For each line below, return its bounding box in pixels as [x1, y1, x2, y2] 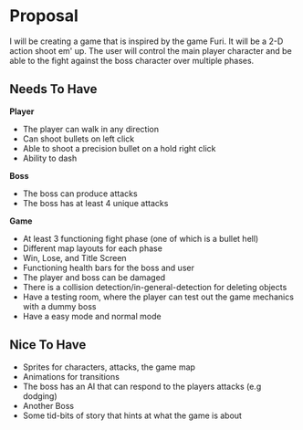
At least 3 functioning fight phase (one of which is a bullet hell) [22, 233, 259, 244]
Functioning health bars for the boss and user [22, 262, 194, 273]
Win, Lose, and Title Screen [22, 252, 127, 263]
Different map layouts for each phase [22, 243, 162, 254]
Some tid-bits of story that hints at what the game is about [22, 410, 242, 421]
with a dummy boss [22, 300, 97, 311]
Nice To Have [9, 337, 87, 352]
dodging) [22, 390, 57, 402]
